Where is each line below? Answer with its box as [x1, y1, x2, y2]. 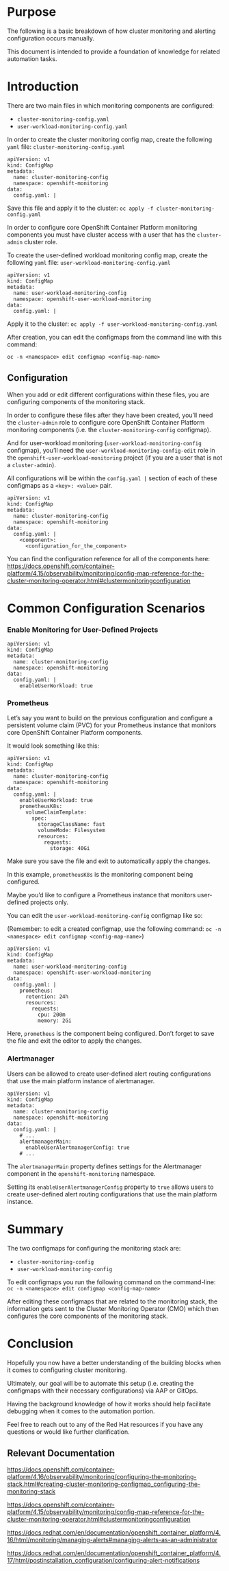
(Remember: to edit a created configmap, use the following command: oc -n [7, 925, 221, 933]
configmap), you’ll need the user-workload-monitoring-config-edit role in [7, 446, 215, 454]
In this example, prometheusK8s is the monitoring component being [7, 871, 193, 879]
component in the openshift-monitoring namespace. [7, 1169, 156, 1177]
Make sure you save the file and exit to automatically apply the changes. [7, 857, 211, 865]
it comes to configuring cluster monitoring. [7, 1366, 128, 1374]
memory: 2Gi [37, 1017, 72, 1024]
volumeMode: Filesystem [37, 827, 106, 834]
